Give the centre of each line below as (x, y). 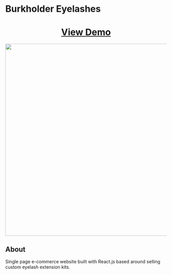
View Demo (86, 33)
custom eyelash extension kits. (38, 267)
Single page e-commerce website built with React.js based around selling (83, 261)
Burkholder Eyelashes (53, 9)
